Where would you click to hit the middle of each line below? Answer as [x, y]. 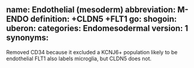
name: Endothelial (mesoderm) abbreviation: [91, 10]
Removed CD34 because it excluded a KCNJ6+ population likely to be [92, 52]
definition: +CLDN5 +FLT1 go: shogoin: [104, 19]
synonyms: [27, 38]
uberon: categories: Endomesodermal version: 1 [97, 28]
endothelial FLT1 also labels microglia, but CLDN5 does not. [79, 58]
